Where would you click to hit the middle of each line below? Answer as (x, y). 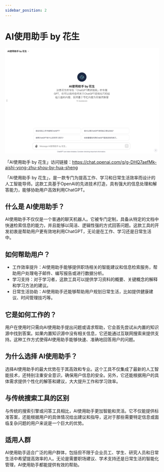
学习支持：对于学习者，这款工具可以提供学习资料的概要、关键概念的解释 (85, 279)
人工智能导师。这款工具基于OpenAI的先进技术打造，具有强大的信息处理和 (79, 184)
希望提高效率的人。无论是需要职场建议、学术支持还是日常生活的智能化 (88, 459)
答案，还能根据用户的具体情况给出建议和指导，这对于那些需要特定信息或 (82, 417)
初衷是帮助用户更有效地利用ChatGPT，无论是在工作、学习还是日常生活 (80, 232)
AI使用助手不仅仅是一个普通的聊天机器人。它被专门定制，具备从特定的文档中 (82, 219)
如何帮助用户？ (28, 254)
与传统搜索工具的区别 (37, 398)
